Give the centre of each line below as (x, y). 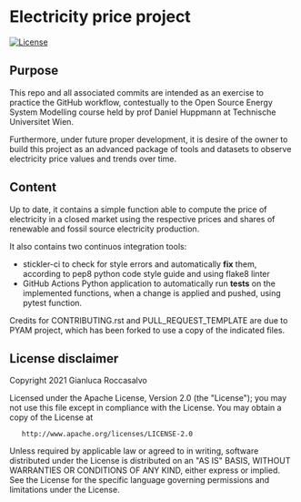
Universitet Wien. (42, 121)
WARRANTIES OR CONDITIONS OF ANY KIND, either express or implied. (145, 470)
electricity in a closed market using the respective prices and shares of (142, 219)
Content (33, 187)
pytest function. (52, 302)
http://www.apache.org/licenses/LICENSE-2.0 (107, 435)
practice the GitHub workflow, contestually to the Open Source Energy (141, 102)
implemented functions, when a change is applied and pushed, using (152, 292)
